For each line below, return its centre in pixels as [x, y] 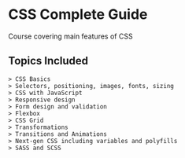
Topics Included [48, 61]
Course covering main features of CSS [70, 36]
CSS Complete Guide [78, 15]
